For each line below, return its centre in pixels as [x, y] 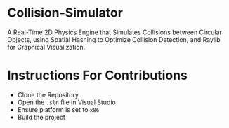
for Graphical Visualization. [46, 47]
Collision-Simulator [65, 13]
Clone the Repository [48, 94]
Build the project [41, 117]
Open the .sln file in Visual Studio [66, 102]
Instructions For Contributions [98, 76]
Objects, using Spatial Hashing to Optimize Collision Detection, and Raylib [114, 39]
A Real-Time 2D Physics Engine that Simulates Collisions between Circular [115, 32]
